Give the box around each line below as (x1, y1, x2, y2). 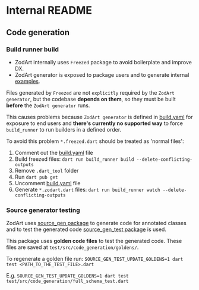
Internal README (6, 4, 93, 17)
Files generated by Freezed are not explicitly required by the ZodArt (6, 89, 175, 96)
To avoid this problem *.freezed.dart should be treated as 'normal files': (6, 138, 184, 145)
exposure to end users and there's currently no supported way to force (6, 120, 183, 127)
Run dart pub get (14, 173, 58, 180)
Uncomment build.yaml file (14, 179, 81, 186)
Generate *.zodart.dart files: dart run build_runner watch (14, 186, 160, 193)
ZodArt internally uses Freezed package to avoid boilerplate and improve (14, 58, 192, 66)
